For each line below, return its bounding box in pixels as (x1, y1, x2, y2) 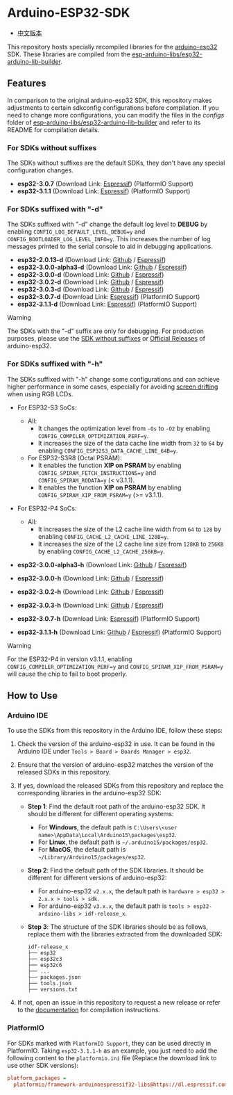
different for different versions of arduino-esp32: (27, 874, 167, 882)
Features (7, 78, 46, 90)
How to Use (7, 690, 58, 701)
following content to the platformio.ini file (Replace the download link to (7, 1053, 217, 1062)
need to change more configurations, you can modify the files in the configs (7, 111, 225, 119)
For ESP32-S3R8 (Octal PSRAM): (27, 453, 123, 462)
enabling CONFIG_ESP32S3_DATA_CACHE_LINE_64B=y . (37, 446, 178, 455)
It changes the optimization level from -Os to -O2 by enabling (37, 424, 210, 432)
